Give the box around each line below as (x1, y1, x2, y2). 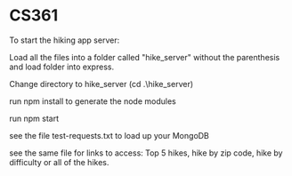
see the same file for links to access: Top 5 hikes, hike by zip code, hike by (9, 148, 283, 158)
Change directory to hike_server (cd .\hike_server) (9, 78, 194, 89)
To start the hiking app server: (9, 35, 120, 45)
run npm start (9, 113, 60, 124)
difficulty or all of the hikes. (9, 156, 109, 167)
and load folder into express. (9, 61, 114, 72)
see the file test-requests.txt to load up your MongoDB (9, 130, 209, 140)
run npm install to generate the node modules (9, 95, 176, 107)
